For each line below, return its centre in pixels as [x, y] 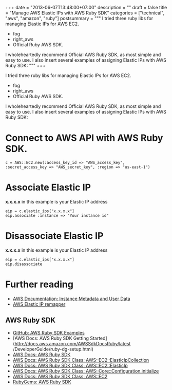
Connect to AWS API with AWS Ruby [84, 138]
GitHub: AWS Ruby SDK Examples [49, 332]
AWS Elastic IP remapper [39, 304]
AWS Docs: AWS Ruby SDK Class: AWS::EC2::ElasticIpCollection [81, 360]
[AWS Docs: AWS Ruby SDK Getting [51, 338]
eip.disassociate [24, 264]
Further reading [39, 284]
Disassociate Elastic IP [54, 236]
